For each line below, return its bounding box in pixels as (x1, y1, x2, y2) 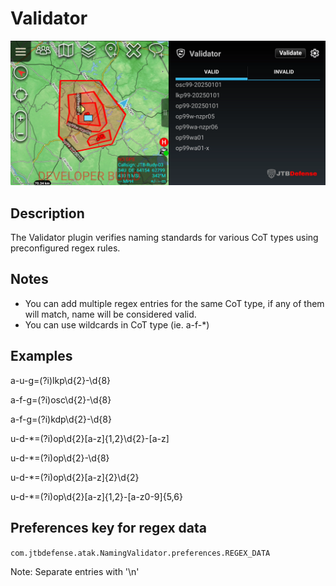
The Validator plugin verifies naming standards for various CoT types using (10, 232, 319, 244)
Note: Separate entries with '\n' (10, 565, 140, 577)
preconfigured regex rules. (10, 242, 121, 254)
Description (10, 205, 85, 222)
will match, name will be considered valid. (24, 308, 197, 320)
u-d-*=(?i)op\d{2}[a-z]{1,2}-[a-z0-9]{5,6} (10, 490, 183, 502)
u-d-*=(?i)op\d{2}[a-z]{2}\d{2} (10, 471, 140, 483)
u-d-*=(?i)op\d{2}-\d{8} (10, 452, 110, 464)
